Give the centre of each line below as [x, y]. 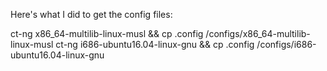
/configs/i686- [286, 44]
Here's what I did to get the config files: [91, 14]
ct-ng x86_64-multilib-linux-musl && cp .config [107, 33]
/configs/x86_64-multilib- [258, 33]
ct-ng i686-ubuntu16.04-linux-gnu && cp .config [155, 44]
